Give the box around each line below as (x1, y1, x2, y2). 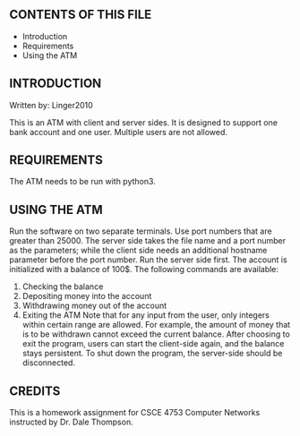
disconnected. (21, 357, 76, 368)
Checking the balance (21, 281, 104, 292)
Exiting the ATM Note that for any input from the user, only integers (21, 310, 270, 321)
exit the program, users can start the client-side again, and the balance (21, 338, 285, 349)
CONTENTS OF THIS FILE (9, 7, 152, 22)
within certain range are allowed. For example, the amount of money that (21, 320, 291, 330)
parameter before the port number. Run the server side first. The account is (9, 254, 288, 265)
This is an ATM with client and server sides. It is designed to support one (9, 116, 278, 128)
